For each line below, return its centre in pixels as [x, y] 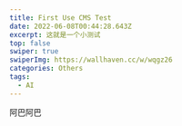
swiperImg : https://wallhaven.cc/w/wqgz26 [91, 60]
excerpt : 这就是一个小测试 [55, 34]
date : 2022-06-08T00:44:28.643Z [71, 26]
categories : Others [46, 69]
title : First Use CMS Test [61, 18]
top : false [30, 43]
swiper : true [34, 52]
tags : [20, 77]
